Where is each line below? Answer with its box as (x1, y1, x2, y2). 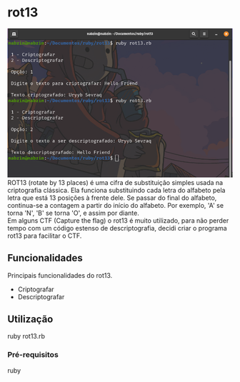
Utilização (7, 313, 54, 325)
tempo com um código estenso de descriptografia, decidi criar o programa (7, 223, 227, 232)
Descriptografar (17, 292, 65, 301)
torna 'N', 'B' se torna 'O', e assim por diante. (7, 208, 139, 217)
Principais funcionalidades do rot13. (7, 271, 113, 279)
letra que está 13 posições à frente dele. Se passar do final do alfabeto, (7, 193, 217, 202)
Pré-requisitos (7, 350, 59, 360)
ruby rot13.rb (7, 332, 45, 341)
